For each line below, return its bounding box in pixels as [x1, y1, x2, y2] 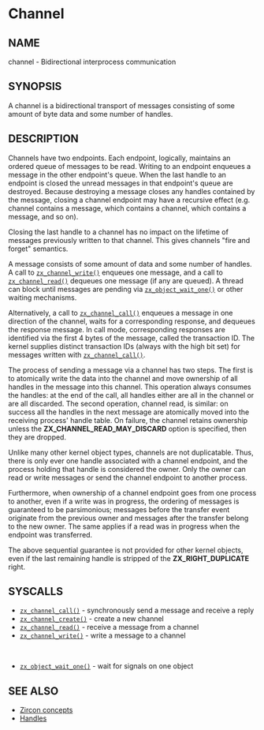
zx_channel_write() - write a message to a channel [19, 631, 187, 640]
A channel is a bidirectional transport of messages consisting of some [8, 100, 235, 110]
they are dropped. [8, 432, 67, 442]
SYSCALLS [8, 585, 63, 598]
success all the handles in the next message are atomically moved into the [8, 407, 250, 417]
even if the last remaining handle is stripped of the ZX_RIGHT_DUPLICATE [8, 553, 250, 563]
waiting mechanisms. [8, 293, 77, 302]
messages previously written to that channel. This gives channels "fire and [8, 235, 251, 245]
